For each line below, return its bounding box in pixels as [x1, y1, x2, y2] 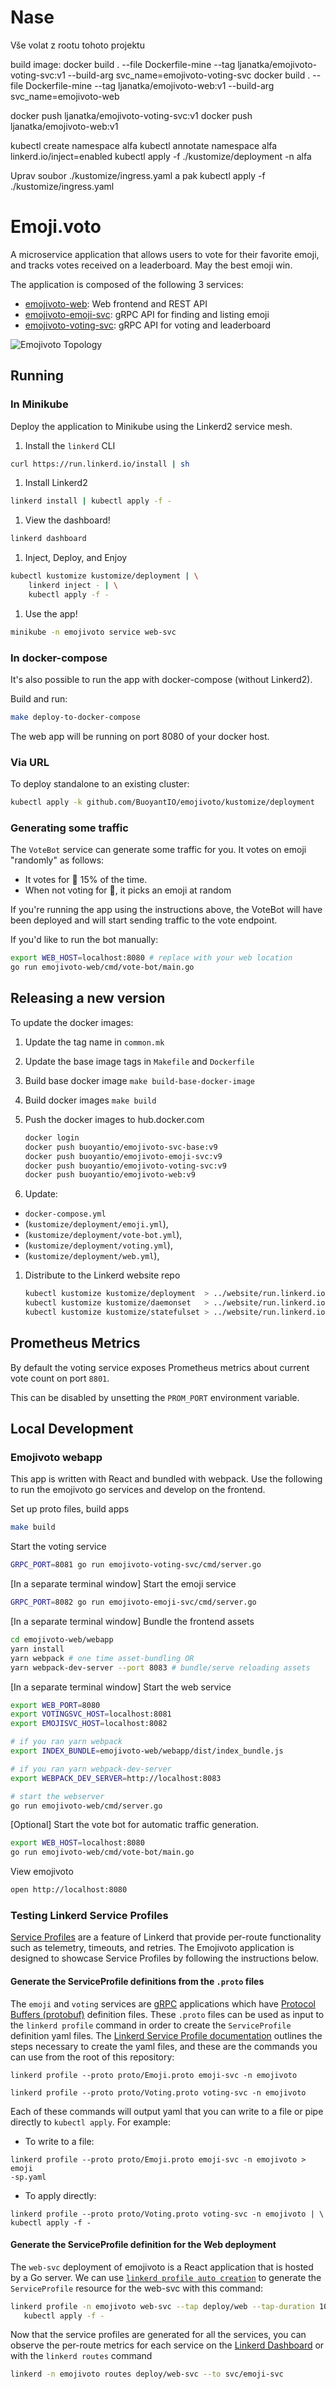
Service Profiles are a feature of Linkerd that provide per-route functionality [10, 1931, 322, 1943]
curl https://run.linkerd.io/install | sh [10, 459, 190, 469]
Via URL [10, 755, 50, 769]
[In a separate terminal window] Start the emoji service [10, 1578, 237, 1590]
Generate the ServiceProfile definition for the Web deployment [10, 2239, 277, 2251]
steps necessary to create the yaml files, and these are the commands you [10, 2040, 318, 2052]
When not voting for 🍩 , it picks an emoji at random [24, 884, 232, 896]
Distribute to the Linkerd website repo [24, 1269, 181, 1281]
